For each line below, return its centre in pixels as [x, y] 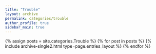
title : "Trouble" [23, 9]
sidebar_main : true [25, 27]
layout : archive [21, 14]
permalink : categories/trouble [37, 18]
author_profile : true [27, 23]
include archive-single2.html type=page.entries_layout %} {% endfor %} [78, 46]
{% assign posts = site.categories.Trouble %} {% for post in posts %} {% [78, 41]
